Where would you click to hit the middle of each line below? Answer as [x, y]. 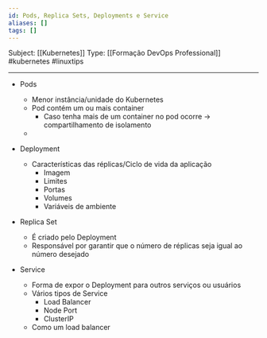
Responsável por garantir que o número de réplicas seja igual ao [137, 246]
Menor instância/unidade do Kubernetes [98, 99]
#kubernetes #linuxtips [46, 61]
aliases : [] [28, 23]
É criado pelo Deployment [74, 237]
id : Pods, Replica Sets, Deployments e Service [89, 16]
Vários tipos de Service [70, 293]
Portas [54, 190]
